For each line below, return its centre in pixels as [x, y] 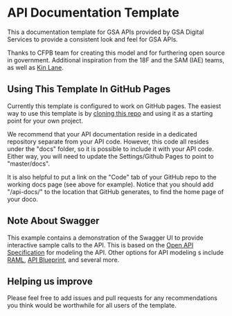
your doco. [23, 199]
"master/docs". [29, 164]
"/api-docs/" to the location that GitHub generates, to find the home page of [115, 191]
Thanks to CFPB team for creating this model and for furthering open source [116, 53]
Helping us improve [50, 281]
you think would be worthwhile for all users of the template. [92, 306]
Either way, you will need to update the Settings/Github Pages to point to [110, 156]
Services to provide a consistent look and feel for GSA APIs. [92, 39]
